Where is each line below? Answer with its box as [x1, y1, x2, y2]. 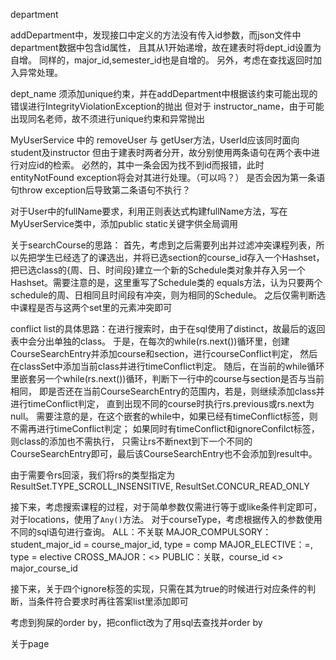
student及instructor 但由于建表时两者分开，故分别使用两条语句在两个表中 [10, 147, 312, 158]
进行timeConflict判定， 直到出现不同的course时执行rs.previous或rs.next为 [10, 398, 315, 409]
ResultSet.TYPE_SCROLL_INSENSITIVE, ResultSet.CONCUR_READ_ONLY [10, 480, 310, 492]
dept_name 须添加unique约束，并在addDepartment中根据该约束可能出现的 [10, 88, 318, 99]
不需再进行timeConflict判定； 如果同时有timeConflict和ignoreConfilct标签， [10, 423, 320, 434]
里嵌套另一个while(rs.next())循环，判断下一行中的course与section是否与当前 [10, 373, 325, 384]
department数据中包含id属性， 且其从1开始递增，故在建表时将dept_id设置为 [10, 42, 322, 53]
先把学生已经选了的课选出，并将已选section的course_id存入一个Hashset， [18, 252, 325, 263]
